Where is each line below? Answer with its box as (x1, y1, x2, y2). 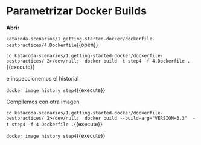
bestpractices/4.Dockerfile (6, 42, 77, 48)
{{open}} (76, 41, 98, 48)
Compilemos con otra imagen (6, 98, 80, 105)
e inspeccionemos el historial (6, 75, 79, 82)
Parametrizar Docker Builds (6, 4, 147, 18)
